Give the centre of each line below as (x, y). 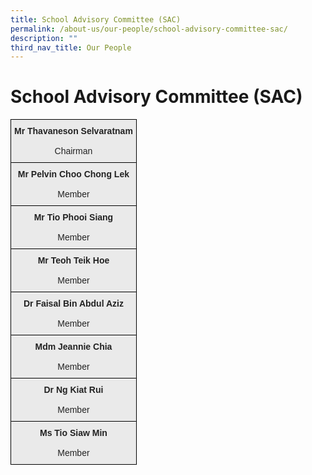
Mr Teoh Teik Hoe (73, 260)
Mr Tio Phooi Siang (73, 217)
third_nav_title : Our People (71, 47)
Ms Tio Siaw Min (73, 433)
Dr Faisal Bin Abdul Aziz (73, 304)
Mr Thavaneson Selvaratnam (73, 131)
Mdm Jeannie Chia (73, 347)
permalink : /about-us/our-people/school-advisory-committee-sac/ (149, 29)
